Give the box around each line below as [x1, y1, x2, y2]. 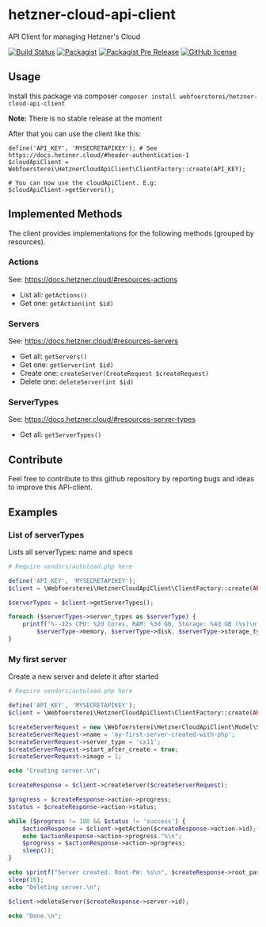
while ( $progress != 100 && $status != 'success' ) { [8, 817, 186, 825]
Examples [8, 505, 58, 519]
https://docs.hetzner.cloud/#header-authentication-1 [8, 151, 190, 159]
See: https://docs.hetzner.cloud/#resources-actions [8, 274, 178, 284]
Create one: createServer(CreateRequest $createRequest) [19, 369, 210, 378]
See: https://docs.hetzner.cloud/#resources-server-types [8, 415, 196, 424]
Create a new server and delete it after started [8, 672, 159, 681]
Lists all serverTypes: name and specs [8, 547, 133, 557]
